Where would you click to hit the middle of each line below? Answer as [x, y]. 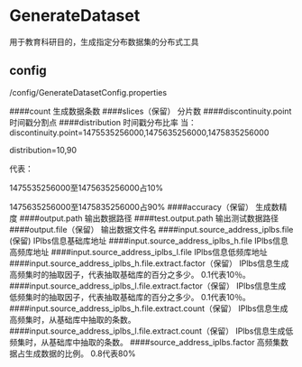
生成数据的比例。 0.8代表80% [81, 353]
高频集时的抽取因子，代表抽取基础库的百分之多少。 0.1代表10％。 [130, 274]
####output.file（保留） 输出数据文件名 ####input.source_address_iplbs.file [151, 229]
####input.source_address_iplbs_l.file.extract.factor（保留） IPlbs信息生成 [148, 286]
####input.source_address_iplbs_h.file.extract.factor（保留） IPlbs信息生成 [149, 263]
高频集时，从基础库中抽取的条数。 [73, 319]
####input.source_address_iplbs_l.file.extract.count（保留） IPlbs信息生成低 [151, 331]
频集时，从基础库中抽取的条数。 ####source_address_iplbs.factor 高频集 [145, 342]
